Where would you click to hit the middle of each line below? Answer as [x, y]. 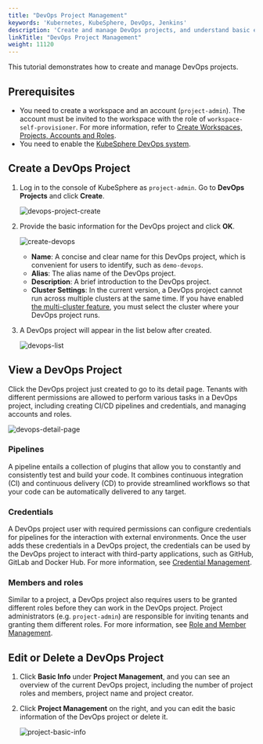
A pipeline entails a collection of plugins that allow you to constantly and [124, 466]
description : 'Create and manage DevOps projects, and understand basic [129, 30]
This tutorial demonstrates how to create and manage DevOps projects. [123, 67]
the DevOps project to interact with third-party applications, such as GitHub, [131, 554]
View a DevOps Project [65, 370]
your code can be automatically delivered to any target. [97, 491]
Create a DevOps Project [69, 168]
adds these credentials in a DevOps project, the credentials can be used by [129, 545]
